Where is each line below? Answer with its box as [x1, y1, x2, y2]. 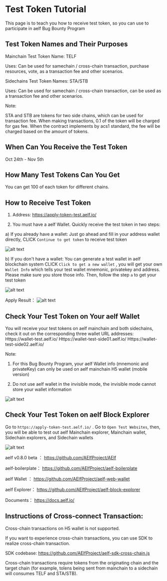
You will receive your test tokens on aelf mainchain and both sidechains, [5, 326, 154, 331]
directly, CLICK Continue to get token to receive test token [5, 236, 127, 242]
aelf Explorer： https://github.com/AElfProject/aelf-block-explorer [5, 486, 141, 492]
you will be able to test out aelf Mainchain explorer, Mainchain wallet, [5, 429, 147, 435]
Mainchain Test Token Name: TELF [5, 53, 77, 59]
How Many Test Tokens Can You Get [5, 170, 120, 179]
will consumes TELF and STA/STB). [5, 570, 78, 576]
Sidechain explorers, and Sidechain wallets [5, 434, 94, 440]
